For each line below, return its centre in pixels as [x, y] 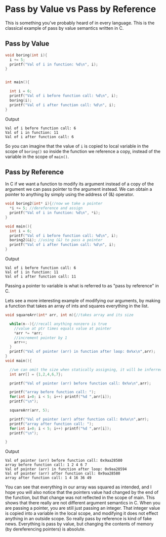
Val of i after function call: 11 [41, 277]
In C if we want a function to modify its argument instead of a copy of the [80, 184]
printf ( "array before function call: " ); [53, 392]
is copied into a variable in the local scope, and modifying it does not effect [82, 513]
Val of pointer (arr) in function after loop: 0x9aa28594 [66, 469]
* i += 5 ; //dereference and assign [46, 208]
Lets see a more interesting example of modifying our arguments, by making [83, 301]
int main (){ [17, 82]
